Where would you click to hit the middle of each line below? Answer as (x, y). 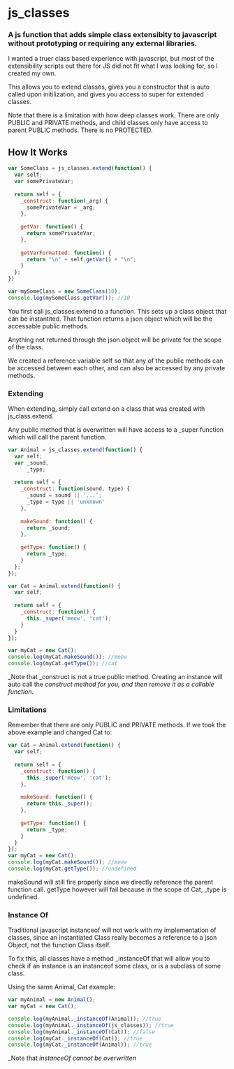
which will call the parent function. (57, 437)
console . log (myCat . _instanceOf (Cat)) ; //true (75, 1038)
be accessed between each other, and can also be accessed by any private (117, 368)
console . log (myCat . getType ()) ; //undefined (72, 869)
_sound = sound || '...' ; (64, 495)
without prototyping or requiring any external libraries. (103, 43)
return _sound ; (49, 528)
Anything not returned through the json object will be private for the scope (115, 340)
